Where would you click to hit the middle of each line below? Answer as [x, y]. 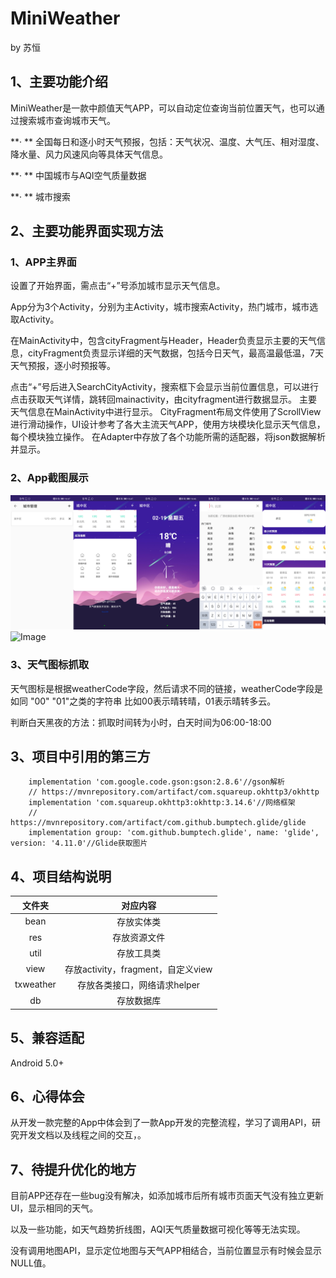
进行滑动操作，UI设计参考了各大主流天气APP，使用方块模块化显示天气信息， [168, 424]
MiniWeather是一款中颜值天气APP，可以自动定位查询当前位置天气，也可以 [163, 108]
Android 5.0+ [37, 1063]
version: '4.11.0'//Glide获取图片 [79, 843]
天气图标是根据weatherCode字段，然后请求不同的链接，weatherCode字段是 [167, 688]
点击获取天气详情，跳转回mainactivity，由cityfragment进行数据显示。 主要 [164, 399]
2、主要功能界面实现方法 [87, 231]
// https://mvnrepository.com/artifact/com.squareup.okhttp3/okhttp [174, 792]
